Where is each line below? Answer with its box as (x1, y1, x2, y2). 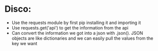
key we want (11, 40, 38, 46)
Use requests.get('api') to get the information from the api (11, 25, 129, 30)
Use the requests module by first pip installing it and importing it (11, 20, 141, 25)
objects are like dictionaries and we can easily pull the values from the (11, 35, 154, 41)
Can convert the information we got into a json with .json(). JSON (11, 30, 143, 36)
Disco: (4, 3, 31, 15)
